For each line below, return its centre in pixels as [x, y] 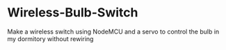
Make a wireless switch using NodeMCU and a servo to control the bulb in [113, 32]
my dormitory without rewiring [50, 38]
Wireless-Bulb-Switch [73, 13]
